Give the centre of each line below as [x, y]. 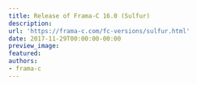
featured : [25, 53]
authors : [23, 62]
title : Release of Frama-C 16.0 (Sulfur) [79, 16]
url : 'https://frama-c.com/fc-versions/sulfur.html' [99, 31]
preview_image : [34, 46]
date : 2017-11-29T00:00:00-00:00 [65, 38]
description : [30, 23]
